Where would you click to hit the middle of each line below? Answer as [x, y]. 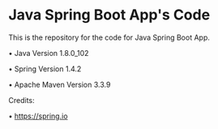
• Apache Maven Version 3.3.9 [60, 84]
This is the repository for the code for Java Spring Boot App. [109, 37]
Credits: [21, 100]
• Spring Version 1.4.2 [45, 69]
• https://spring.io [38, 116]
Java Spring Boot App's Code [109, 15]
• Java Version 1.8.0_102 [49, 53]
